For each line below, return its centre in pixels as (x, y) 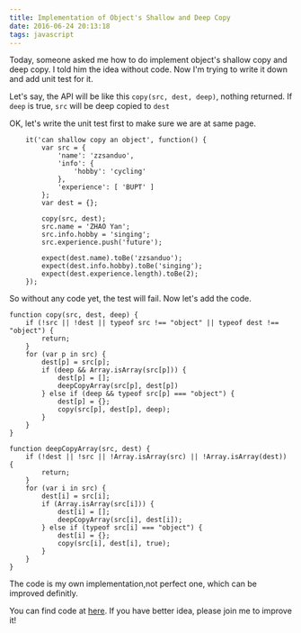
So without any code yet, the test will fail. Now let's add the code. (130, 299)
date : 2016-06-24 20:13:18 (60, 26)
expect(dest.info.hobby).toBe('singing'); (122, 267)
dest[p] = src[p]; (76, 362)
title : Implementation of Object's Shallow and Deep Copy (120, 18)
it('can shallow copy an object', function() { (116, 140)
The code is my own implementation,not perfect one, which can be (133, 584)
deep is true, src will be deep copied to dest (90, 106)
